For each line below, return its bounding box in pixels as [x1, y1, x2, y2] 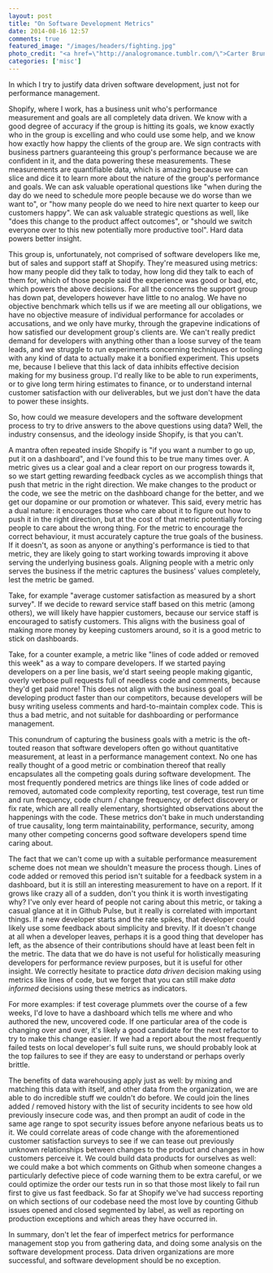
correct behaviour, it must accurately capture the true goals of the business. [8, 531, 263, 541]
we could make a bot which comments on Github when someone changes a [8, 1162, 262, 1171]
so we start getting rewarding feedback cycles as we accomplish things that [8, 471, 263, 481]
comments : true [8, 34, 60, 43]
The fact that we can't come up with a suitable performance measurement [8, 853, 258, 863]
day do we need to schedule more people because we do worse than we [8, 190, 252, 200]
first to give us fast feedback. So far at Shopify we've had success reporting [8, 1188, 264, 1197]
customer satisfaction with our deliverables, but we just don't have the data [8, 387, 261, 397]
